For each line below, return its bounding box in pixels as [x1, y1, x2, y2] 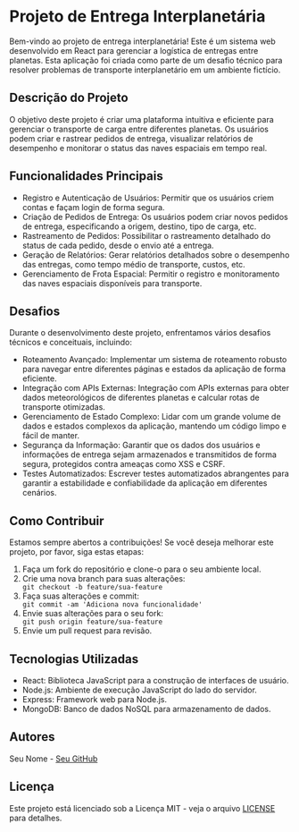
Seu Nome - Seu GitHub [9, 753, 98, 764]
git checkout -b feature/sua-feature [21, 583, 163, 592]
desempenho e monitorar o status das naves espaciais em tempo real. [9, 142, 268, 153]
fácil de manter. [21, 430, 80, 441]
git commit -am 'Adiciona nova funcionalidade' [21, 600, 203, 609]
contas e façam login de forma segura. [21, 201, 165, 212]
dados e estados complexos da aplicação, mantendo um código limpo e [21, 420, 287, 431]
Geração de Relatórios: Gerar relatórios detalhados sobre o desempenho [21, 249, 290, 260]
